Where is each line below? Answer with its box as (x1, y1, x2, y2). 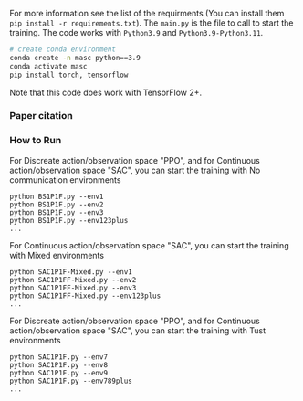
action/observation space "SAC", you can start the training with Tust (9, 324, 266, 336)
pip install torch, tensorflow (9, 70, 129, 79)
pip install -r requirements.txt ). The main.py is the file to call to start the (9, 17, 294, 28)
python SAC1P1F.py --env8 (9, 360, 108, 369)
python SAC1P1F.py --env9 (9, 368, 108, 377)
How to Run (9, 134, 62, 147)
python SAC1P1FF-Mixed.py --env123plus (9, 291, 162, 301)
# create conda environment (9, 45, 117, 54)
